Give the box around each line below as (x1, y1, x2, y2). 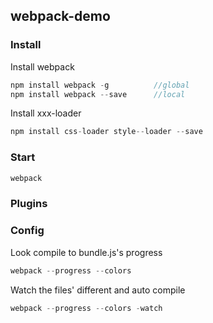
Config (10, 224, 45, 238)
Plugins (10, 197, 48, 211)
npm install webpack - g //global (10, 80, 190, 90)
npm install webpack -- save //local (10, 89, 186, 99)
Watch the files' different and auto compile (10, 284, 186, 296)
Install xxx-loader (10, 107, 82, 119)
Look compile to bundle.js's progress (10, 246, 163, 258)
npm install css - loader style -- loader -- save (10, 127, 203, 137)
